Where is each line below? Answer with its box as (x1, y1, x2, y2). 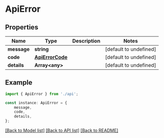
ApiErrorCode (34, 54, 68, 60)
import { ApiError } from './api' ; (5, 91, 79, 96)
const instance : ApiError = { (5, 100, 68, 105)
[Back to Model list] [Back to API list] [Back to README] (5, 128, 119, 134)
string (34, 46, 49, 53)
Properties (5, 23, 39, 31)
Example (5, 79, 33, 87)
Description (72, 38, 100, 44)
